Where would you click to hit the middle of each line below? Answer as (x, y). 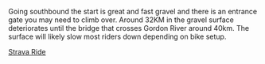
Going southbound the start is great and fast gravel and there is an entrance (132, 11)
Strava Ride (27, 52)
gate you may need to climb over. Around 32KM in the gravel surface (121, 20)
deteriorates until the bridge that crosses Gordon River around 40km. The (129, 28)
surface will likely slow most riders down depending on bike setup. (117, 36)
